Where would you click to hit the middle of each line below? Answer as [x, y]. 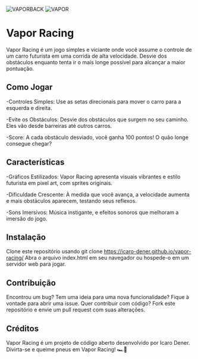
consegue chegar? [29, 143]
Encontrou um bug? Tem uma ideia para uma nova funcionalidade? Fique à [98, 297]
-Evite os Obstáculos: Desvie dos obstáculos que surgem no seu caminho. [98, 119]
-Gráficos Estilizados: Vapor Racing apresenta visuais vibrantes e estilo [93, 177]
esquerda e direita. [29, 108]
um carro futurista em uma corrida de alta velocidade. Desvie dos [87, 56]
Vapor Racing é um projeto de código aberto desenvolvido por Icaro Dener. [98, 343]
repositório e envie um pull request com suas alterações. [76, 310]
